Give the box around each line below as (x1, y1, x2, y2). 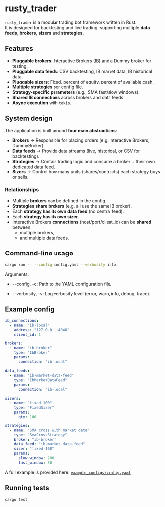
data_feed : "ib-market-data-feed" (14, 442, 85, 447)
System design (5, 114, 53, 123)
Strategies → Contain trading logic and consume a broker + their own (12, 158, 155, 164)
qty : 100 (18, 415, 37, 420)
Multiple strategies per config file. (12, 84, 83, 90)
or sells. (12, 174, 29, 180)
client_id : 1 (14, 332, 41, 337)
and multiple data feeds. (19, 235, 69, 241)
